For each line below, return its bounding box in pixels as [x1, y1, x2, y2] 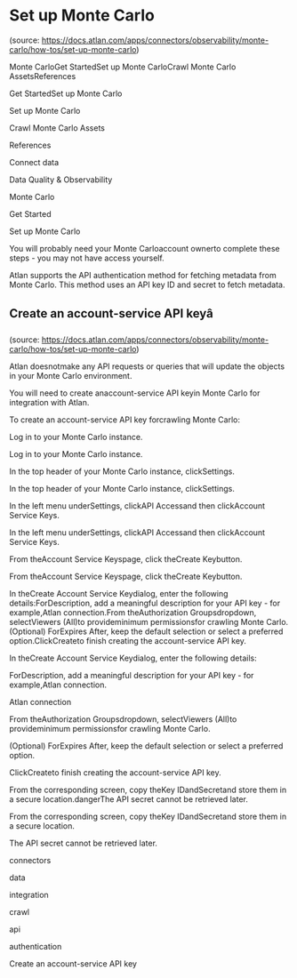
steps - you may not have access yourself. [9, 253, 165, 263]
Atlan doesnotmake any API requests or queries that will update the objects [9, 361, 285, 372]
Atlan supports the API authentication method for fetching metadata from [9, 269, 277, 280]
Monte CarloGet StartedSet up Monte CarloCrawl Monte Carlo [9, 61, 237, 72]
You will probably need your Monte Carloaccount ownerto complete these [9, 243, 280, 253]
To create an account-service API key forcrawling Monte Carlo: [9, 414, 241, 425]
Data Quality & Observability [9, 174, 113, 185]
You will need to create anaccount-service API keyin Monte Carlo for [9, 388, 261, 398]
